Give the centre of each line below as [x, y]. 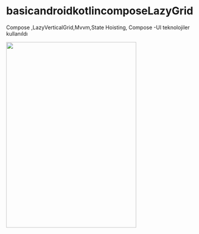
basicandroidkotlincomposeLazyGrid [100, 11]
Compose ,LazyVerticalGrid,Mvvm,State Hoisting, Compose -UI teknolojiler [98, 27]
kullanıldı [17, 33]
